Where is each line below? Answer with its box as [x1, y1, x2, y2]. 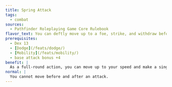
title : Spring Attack [5, 7, 52, 13]
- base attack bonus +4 [10, 55, 60, 60]
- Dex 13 [10, 41, 29, 46]
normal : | [5, 70, 27, 75]
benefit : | [5, 60, 29, 65]
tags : [5, 12, 17, 17]
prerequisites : [5, 36, 38, 41]
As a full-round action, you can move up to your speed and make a [10, 64, 157, 70]
